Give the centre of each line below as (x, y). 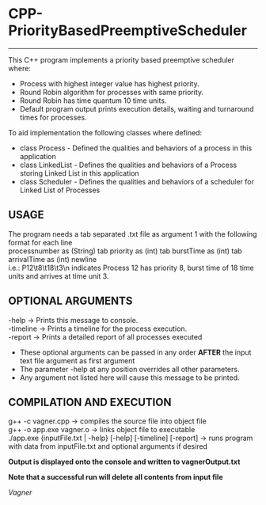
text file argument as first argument (77, 360)
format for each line (40, 242)
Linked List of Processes (60, 190)
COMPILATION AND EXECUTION (90, 402)
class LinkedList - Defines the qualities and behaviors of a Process (128, 165)
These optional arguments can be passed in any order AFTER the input (135, 352)
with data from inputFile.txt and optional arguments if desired (108, 446)
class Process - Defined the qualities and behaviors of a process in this (136, 148)
